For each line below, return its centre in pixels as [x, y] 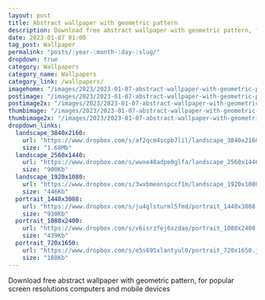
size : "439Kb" [45, 236]
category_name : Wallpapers [52, 74]
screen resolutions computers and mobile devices [90, 288]
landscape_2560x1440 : [51, 155]
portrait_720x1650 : [47, 243]
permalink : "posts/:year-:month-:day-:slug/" [84, 52]
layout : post [30, 15]
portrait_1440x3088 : [49, 199]
